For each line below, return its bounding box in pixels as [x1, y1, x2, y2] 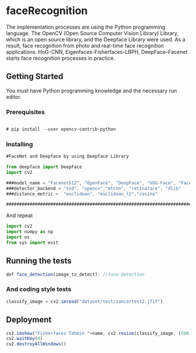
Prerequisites [6, 108, 45, 116]
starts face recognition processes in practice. [6, 54, 116, 61]
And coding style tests [6, 285, 72, 293]
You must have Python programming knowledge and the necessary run [6, 87, 177, 94]
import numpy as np [6, 229, 54, 235]
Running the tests [6, 256, 72, 266]
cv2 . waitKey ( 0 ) [6, 335, 43, 342]
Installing [6, 140, 33, 148]
